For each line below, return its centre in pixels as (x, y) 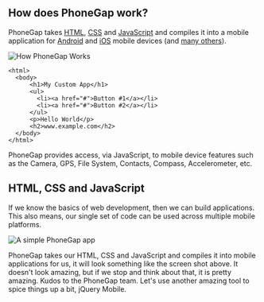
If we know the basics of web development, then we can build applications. (132, 207)
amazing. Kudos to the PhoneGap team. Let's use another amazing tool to (129, 281)
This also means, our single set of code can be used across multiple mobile (132, 216)
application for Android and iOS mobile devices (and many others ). (117, 41)
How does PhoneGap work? (78, 13)
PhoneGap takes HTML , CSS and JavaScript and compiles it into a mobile (128, 32)
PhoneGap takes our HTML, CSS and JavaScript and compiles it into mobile (132, 255)
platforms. (25, 224)
